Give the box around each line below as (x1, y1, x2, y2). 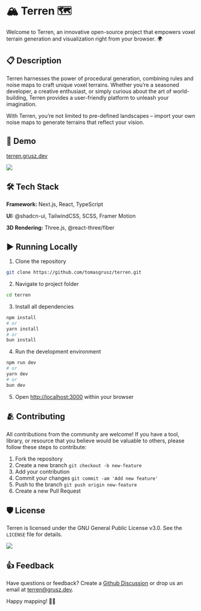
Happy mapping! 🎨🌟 (6, 598, 56, 605)
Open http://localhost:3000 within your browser (14, 393, 134, 400)
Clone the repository (14, 257, 66, 265)
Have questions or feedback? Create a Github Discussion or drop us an (6, 580, 183, 587)
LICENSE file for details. (6, 531, 62, 538)
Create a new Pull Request (14, 487, 81, 494)
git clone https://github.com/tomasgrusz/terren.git (6, 270, 142, 276)
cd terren (6, 292, 31, 299)
